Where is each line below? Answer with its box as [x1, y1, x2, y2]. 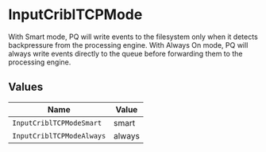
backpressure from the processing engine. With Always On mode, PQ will [8, 40, 249, 49]
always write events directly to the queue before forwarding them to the [8, 49, 243, 58]
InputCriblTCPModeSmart [12, 118, 102, 127]
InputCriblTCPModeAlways [12, 131, 106, 140]
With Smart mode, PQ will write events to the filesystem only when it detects [8, 32, 258, 41]
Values [8, 80, 44, 94]
